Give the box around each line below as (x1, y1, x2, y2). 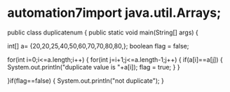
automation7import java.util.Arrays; (7, 5, 222, 21)
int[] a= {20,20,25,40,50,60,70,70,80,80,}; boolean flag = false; (7, 41, 189, 50)
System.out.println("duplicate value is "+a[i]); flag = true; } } (7, 63, 180, 71)
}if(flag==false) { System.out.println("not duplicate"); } (7, 76, 165, 85)
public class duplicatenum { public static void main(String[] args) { (7, 28, 198, 37)
